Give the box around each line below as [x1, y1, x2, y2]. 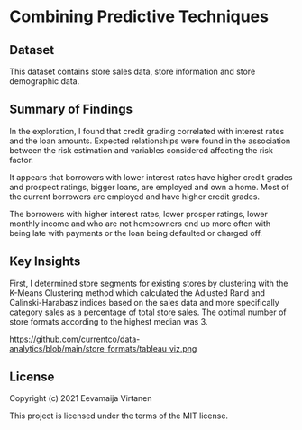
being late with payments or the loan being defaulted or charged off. [9, 227, 263, 238]
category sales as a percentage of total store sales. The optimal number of [9, 306, 287, 317]
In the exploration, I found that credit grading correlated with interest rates [9, 125, 285, 136]
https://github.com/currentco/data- [9, 334, 141, 344]
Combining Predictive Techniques [9, 6, 269, 27]
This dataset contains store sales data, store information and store [9, 66, 256, 77]
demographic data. [9, 76, 80, 87]
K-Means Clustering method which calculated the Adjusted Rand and [9, 287, 266, 298]
